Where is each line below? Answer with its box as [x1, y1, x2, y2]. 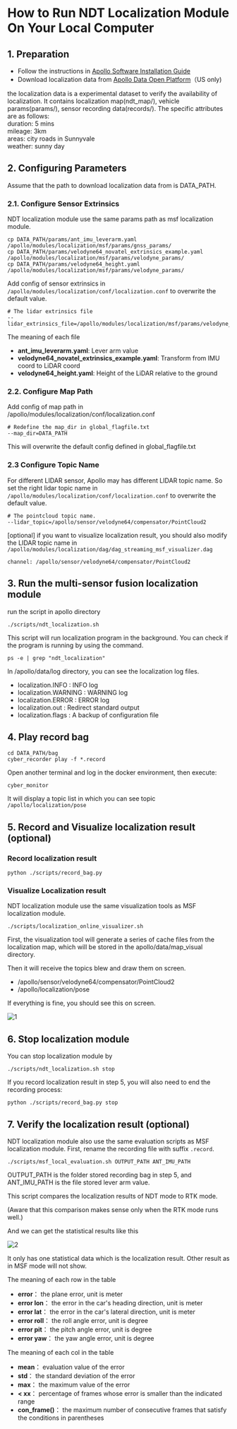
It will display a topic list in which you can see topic [7, 794, 156, 803]
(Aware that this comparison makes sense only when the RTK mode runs [7, 1205, 219, 1213]
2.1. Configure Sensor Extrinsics [7, 199, 120, 208]
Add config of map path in [7, 403, 83, 411]
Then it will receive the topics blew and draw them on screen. [7, 964, 186, 972]
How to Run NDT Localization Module [7, 5, 229, 21]
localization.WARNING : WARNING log [17, 688, 128, 697]
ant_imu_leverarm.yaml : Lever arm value [17, 346, 139, 355]
